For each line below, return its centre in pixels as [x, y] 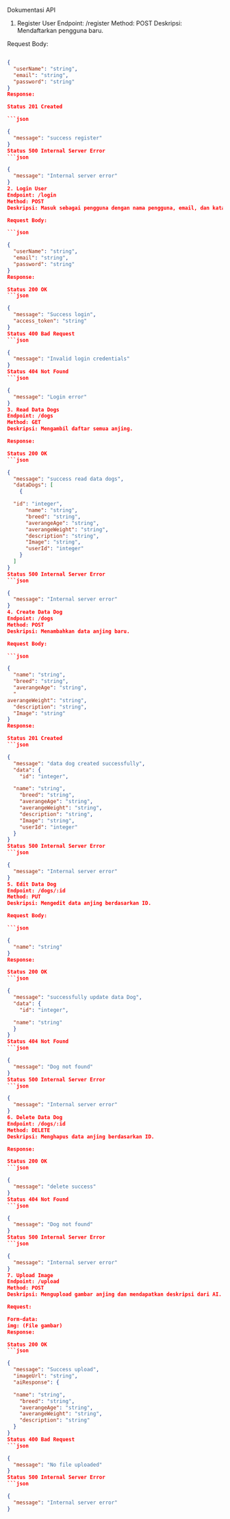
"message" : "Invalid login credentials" [72, 359]
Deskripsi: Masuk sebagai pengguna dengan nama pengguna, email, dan [108, 208]
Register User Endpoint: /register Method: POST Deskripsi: [100, 23]
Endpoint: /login [32, 195]
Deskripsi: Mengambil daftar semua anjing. [70, 429]
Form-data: [23, 1319]
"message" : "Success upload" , [56, 1370]
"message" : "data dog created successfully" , [79, 763]
